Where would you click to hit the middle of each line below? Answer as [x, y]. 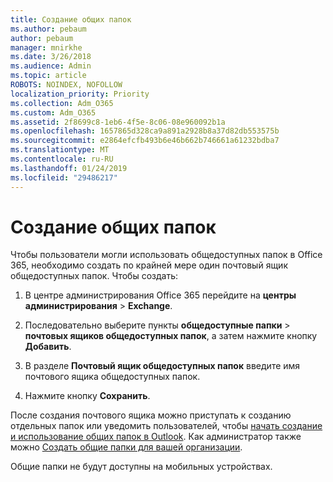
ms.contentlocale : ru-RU [62, 159]
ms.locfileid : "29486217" [64, 177]
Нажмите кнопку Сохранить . [87, 396]
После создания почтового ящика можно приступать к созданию [151, 415]
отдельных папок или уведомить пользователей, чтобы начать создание [166, 426]
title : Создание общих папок [71, 19]
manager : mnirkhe [46, 47]
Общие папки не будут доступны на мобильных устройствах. [141, 467]
